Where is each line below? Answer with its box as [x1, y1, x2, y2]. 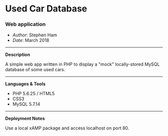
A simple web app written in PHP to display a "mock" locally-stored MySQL [5, 61, 160, 67]
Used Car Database [5, 3, 87, 14]
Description [5, 52, 30, 58]
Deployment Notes [5, 116, 45, 122]
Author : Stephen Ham [12, 32, 57, 38]
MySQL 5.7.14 [12, 101, 40, 107]
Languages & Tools [5, 81, 46, 87]
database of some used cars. [5, 67, 65, 73]
